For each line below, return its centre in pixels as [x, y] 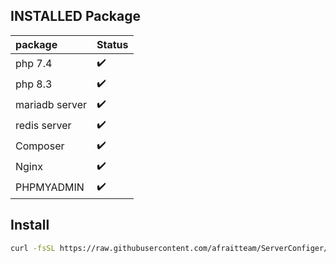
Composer [40, 146]
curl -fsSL [33, 248]
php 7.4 [34, 64]
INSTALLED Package [76, 16]
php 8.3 [34, 84]
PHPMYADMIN [50, 187]
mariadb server [51, 105]
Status [112, 44]
